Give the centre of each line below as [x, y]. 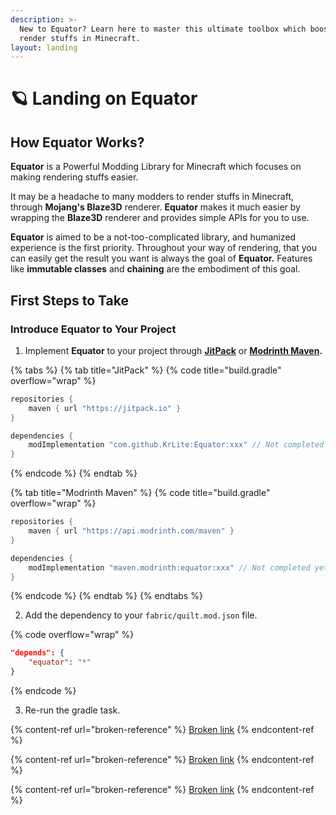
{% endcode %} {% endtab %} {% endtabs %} [106, 596]
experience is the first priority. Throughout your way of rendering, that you [163, 248]
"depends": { [37, 653]
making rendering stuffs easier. [74, 177]
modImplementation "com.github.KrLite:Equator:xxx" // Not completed [176, 445]
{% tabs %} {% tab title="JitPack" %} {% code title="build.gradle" [146, 370]
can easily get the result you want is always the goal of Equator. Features [161, 258]
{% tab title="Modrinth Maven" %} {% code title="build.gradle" [140, 493]
